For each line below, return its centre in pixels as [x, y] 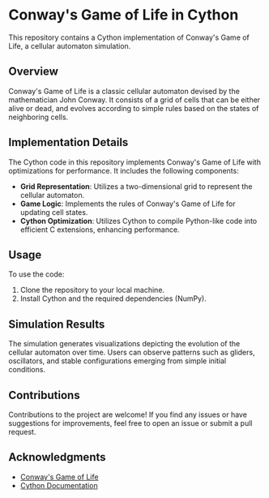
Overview [34, 72]
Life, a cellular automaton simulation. [70, 45]
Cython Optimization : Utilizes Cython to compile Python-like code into [139, 221]
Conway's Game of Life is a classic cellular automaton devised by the [124, 91]
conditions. [27, 370]
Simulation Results [57, 324]
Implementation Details [68, 142]
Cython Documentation [59, 485]
